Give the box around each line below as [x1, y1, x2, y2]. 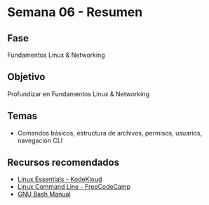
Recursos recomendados [7, 157, 120, 168]
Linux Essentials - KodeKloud [17, 175, 102, 183]
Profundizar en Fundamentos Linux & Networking [7, 89, 149, 98]
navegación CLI [17, 136, 63, 145]
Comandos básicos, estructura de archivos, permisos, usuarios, [17, 128, 202, 137]
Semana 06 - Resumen [7, 4, 143, 20]
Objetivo [7, 71, 46, 83]
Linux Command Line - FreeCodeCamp [17, 183, 131, 191]
